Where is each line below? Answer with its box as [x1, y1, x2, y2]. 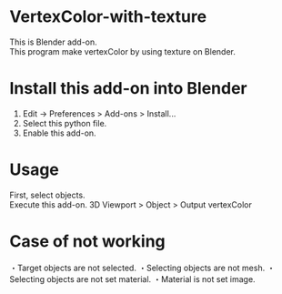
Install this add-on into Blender [9, 78, 247, 99]
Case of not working [9, 231, 166, 251]
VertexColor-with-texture [9, 6, 207, 27]
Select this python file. [22, 117, 107, 128]
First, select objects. [9, 189, 86, 200]
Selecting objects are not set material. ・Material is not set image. [9, 273, 257, 284]
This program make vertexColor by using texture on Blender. [9, 46, 237, 56]
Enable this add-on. [22, 127, 97, 138]
